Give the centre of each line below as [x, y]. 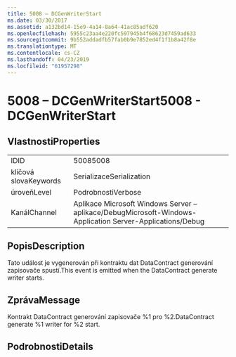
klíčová [22, 171]
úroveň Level [31, 192]
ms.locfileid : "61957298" [45, 66]
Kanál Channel [34, 212]
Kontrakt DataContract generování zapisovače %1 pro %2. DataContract [111, 317]
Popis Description [46, 246]
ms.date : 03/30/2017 [38, 20]
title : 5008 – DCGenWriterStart [54, 14]
